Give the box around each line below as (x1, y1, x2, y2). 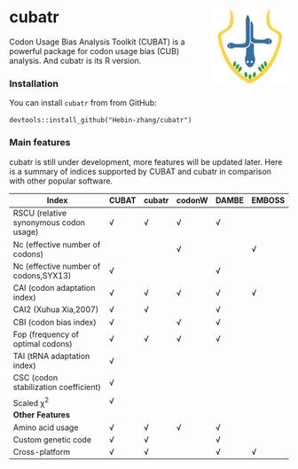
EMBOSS (251, 195, 286, 206)
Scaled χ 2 (12, 395, 50, 408)
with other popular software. (9, 176, 114, 186)
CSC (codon (12, 372, 59, 383)
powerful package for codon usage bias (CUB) (9, 45, 180, 56)
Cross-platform (12, 447, 71, 457)
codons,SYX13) (12, 270, 72, 281)
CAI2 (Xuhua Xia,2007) (12, 304, 99, 315)
